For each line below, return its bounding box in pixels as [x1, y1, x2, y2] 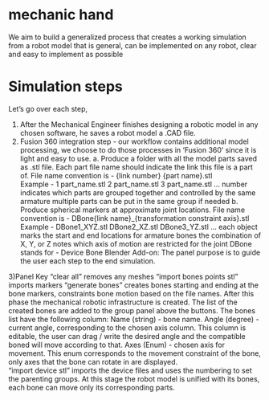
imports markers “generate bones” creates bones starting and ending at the [8, 280, 259, 290]
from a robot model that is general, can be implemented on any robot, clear [8, 40, 257, 50]
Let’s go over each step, [8, 104, 88, 113]
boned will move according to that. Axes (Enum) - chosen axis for [8, 340, 225, 349]
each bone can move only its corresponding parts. [8, 382, 175, 392]
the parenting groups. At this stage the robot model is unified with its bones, [8, 373, 260, 383]
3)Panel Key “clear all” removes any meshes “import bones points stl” [8, 271, 238, 281]
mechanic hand [8, 6, 114, 24]
